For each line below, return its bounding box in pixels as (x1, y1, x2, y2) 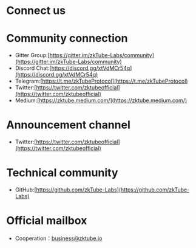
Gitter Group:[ (15, 52, 50, 59)
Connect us (6, 4, 66, 18)
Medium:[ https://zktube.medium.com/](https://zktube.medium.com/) (15, 97, 188, 104)
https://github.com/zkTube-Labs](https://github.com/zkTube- (36, 186, 190, 193)
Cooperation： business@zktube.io (15, 235, 103, 242)
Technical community (6, 166, 118, 180)
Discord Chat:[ (15, 64, 52, 72)
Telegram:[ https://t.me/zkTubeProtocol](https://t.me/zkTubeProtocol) (15, 77, 188, 85)
